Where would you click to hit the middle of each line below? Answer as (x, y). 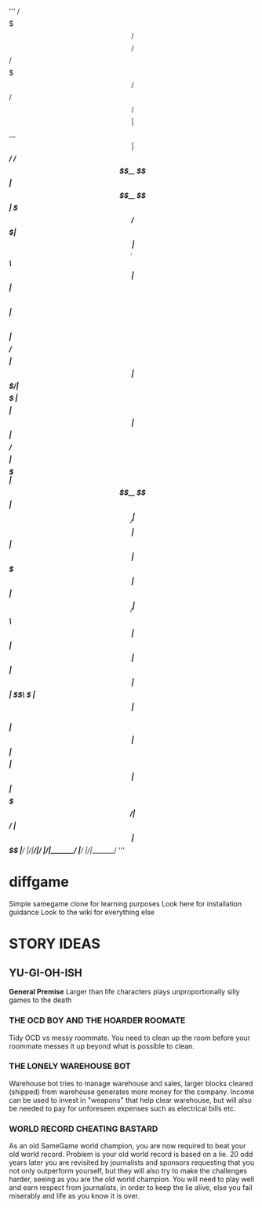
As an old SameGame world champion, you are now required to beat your (127, 1146)
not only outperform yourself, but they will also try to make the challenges (128, 1171)
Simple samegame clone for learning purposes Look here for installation (126, 904)
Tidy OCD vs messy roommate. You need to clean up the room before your (129, 1038)
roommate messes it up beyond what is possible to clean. (102, 1046)
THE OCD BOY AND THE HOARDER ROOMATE (97, 1020)
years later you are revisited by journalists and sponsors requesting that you (131, 1162)
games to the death (40, 1000)
